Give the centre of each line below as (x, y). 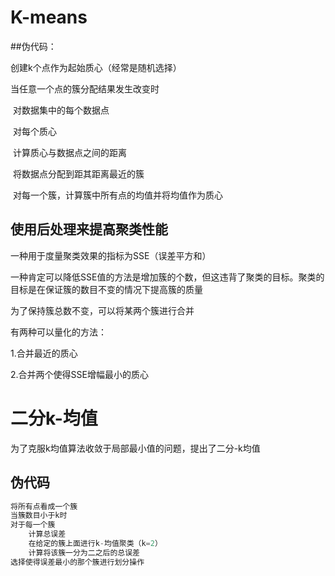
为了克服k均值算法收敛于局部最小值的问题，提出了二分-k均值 (135, 448)
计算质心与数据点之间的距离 (69, 152)
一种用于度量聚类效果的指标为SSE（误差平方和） (111, 255)
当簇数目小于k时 (39, 516)
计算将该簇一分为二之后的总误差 (84, 552)
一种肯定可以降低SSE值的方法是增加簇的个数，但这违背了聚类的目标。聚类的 (167, 277)
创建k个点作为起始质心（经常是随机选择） (96, 67)
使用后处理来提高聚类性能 (89, 229)
